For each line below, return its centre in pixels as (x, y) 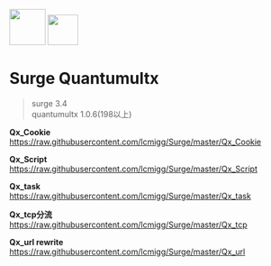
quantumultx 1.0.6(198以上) (81, 114)
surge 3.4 (49, 103)
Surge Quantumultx (84, 79)
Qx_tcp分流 (31, 214)
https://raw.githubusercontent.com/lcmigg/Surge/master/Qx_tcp (128, 225)
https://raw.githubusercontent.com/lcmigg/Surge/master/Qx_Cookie (135, 142)
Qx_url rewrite (36, 242)
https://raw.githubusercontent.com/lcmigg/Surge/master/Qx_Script (134, 169)
